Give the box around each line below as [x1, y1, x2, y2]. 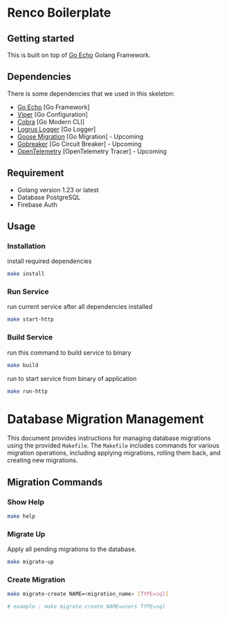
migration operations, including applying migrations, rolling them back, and [7, 449, 221, 457]
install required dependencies [7, 257, 92, 265]
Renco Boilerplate [7, 5, 111, 21]
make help [7, 513, 36, 520]
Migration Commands [7, 476, 103, 488]
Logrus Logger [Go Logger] [17, 125, 96, 133]
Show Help [7, 497, 45, 507]
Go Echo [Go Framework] [17, 103, 90, 111]
